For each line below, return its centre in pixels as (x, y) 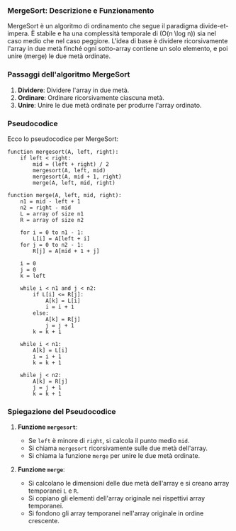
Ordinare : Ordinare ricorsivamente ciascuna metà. (91, 97)
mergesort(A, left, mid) (69, 170)
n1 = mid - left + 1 (50, 201)
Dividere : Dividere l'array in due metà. (73, 90)
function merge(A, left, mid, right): (64, 195)
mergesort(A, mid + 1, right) (77, 177)
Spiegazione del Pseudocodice (62, 411)
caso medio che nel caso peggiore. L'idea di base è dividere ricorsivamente (118, 41)
